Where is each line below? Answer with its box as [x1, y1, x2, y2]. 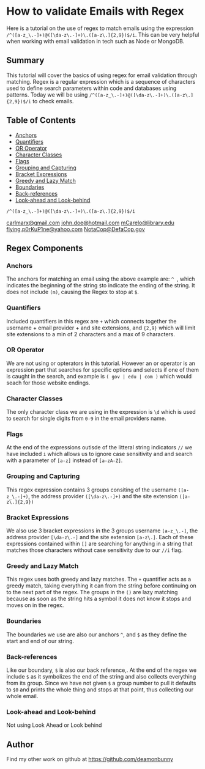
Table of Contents [6, 115, 76, 126]
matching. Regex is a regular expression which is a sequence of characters [6, 78, 196, 85]
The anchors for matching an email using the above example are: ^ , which [6, 275, 195, 282]
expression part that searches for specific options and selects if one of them [6, 366, 199, 373]
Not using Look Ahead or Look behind [6, 721, 102, 729]
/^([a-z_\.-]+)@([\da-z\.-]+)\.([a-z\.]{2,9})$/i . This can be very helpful [6, 31, 199, 38]
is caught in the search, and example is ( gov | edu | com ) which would [6, 372, 192, 380]
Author [6, 739, 34, 749]
